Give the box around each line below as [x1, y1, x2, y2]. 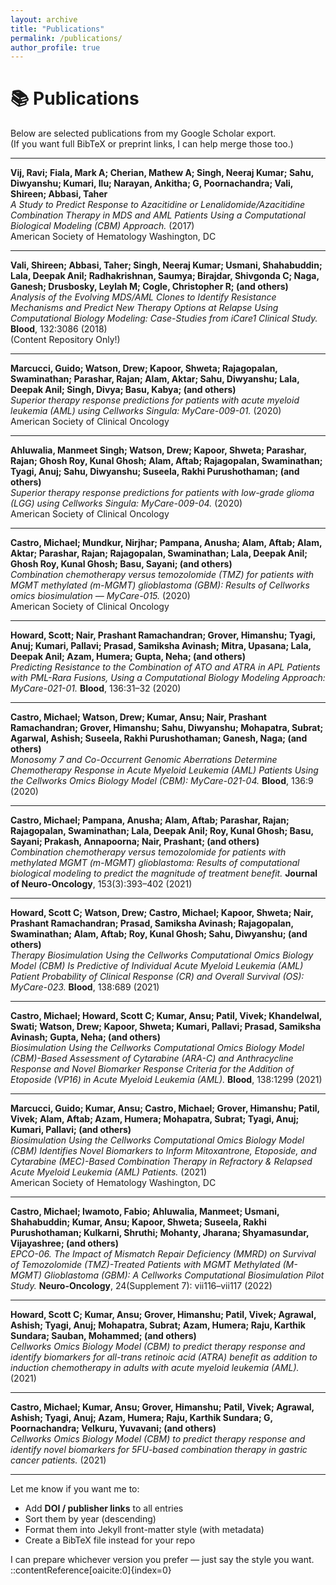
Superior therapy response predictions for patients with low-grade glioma [10, 487, 315, 499]
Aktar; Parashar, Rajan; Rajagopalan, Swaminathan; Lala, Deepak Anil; [10, 547, 308, 560]
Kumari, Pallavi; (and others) [10, 1124, 132, 1136]
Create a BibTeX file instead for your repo [24, 1534, 196, 1546]
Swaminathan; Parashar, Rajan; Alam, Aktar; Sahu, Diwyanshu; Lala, [10, 373, 300, 385]
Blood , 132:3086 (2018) [10, 323, 108, 335]
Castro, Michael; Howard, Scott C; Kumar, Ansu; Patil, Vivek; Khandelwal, [10, 1010, 322, 1022]
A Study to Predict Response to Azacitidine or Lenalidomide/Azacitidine [10, 199, 306, 211]
